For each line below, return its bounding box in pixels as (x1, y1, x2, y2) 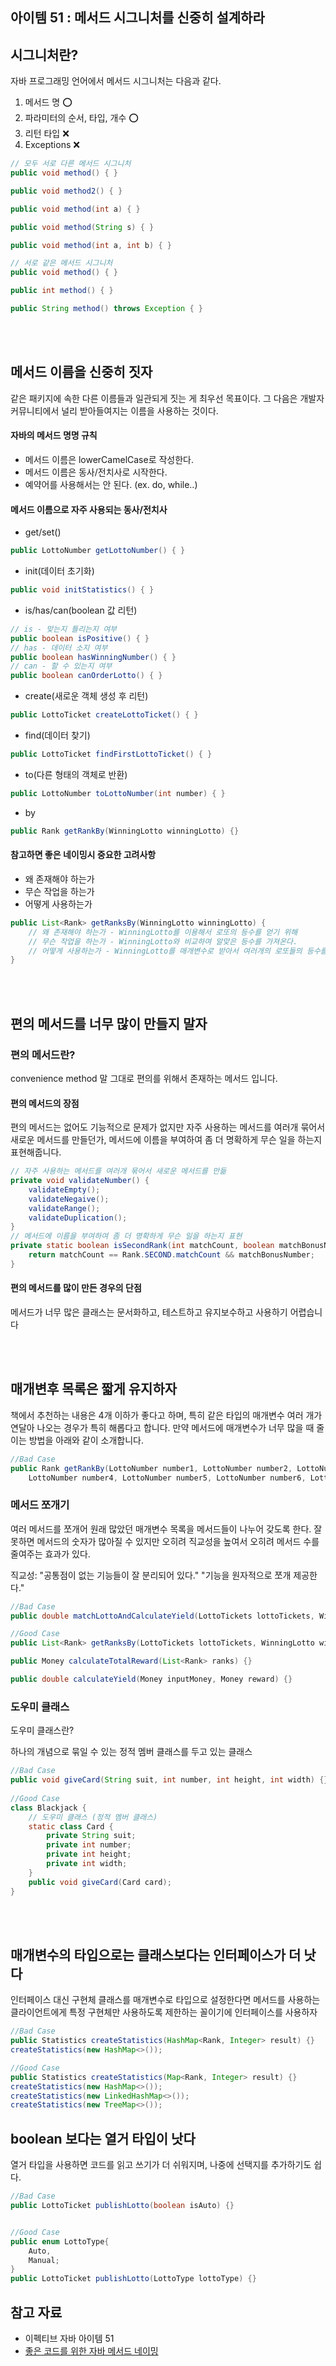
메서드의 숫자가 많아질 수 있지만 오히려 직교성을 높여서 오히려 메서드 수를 (36, 1535, 320, 1547)
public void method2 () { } (10, 186, 123, 196)
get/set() (24, 526, 62, 538)
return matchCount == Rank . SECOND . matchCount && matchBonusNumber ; (28, 1250, 315, 1260)
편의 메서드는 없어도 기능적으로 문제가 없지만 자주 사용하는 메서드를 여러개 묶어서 (10, 1121, 326, 1133)
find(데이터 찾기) (24, 729, 91, 742)
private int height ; (46, 1849, 132, 1860)
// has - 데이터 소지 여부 (10, 643, 108, 653)
